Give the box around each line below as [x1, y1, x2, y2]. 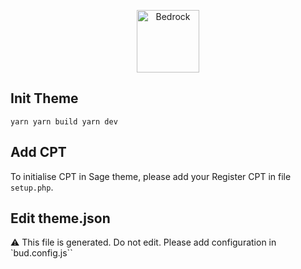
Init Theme [10, 90, 79, 107]
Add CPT [10, 144, 67, 161]
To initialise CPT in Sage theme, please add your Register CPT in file [10, 170, 292, 182]
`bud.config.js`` [10, 247, 73, 259]
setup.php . [10, 181, 54, 193]
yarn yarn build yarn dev [10, 116, 118, 127]
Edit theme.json [10, 210, 111, 227]
